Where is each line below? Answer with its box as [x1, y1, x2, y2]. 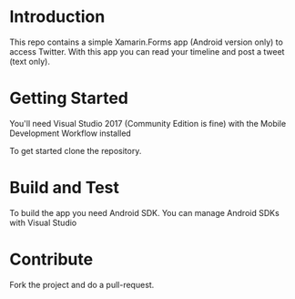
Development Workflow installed [9, 128, 132, 139]
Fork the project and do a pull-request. [9, 279, 155, 290]
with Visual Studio [9, 217, 77, 228]
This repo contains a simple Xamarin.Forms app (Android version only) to [9, 36, 284, 47]
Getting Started [9, 88, 129, 108]
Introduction [9, 6, 106, 27]
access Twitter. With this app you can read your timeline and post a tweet [9, 46, 285, 57]
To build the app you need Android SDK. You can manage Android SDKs [9, 207, 280, 218]
